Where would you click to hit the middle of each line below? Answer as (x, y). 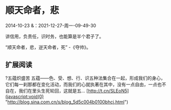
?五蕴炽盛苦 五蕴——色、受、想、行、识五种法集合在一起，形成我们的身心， (86, 78)
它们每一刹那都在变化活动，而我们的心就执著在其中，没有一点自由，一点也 (83, 84)
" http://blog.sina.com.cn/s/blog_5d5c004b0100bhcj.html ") (67, 102)
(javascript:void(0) (25, 96)
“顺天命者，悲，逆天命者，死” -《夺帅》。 (48, 47)
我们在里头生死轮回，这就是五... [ (53, 91)
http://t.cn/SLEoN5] (108, 91)
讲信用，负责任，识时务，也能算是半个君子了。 (54, 36)
